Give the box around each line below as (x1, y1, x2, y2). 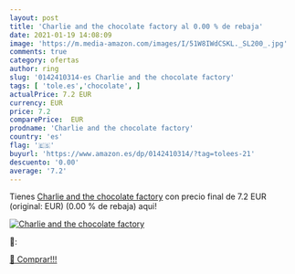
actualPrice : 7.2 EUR (9, 90, 92, 99)
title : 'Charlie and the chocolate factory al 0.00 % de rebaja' (9, 22, 263, 31)
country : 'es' (9, 132, 64, 142)
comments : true (9, 47, 68, 57)
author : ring (9, 65, 59, 74)
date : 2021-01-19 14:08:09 (9, 30, 112, 39)
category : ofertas (9, 56, 79, 65)
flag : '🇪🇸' (9, 141, 55, 150)
